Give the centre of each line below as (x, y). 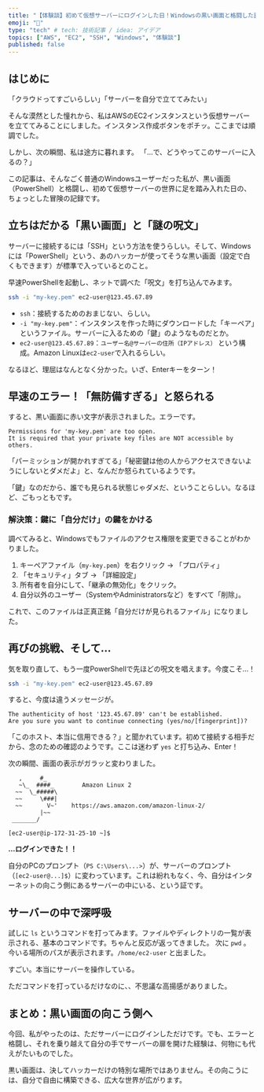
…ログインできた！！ (43, 849)
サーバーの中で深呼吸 (60, 912)
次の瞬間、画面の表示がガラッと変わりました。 (84, 763)
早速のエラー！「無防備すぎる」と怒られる (111, 397)
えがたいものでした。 (42, 1053)
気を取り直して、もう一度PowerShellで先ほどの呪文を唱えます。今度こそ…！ (132, 669)
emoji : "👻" (26, 23)
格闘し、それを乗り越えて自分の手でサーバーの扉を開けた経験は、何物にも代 (132, 1044)
